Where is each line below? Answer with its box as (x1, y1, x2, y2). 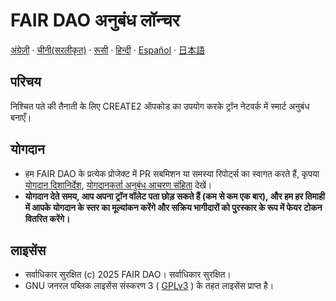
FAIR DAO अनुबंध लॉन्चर (10, 9, 180, 32)
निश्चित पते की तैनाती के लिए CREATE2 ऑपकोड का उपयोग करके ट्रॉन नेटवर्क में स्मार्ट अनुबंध (10, 100, 310, 112)
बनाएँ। (10, 111, 32, 123)
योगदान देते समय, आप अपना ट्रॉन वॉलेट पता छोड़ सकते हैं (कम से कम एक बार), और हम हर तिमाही (24, 190, 325, 202)
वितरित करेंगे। (24, 212, 71, 224)
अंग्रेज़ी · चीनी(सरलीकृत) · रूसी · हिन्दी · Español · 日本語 (10, 44, 206, 56)
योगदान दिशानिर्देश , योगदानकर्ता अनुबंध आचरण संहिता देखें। (24, 179, 213, 191)
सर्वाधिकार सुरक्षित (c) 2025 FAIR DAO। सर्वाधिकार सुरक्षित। (24, 269, 232, 281)
